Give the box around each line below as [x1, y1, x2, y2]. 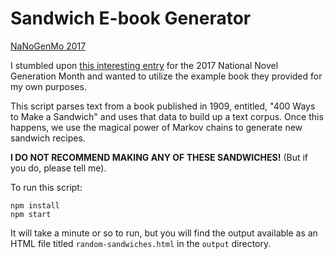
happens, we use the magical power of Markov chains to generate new [10, 121, 303, 133]
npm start [10, 209, 52, 219]
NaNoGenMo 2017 [10, 40, 87, 52]
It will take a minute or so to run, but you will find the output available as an [10, 227, 318, 239]
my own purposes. [10, 80, 87, 92]
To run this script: [10, 181, 83, 193]
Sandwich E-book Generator [10, 7, 252, 30]
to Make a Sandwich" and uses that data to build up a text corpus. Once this [10, 110, 324, 122]
